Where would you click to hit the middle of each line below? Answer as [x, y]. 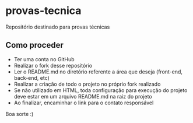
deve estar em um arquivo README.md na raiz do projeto [83, 96]
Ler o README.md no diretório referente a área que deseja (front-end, [98, 72]
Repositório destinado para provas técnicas [58, 27]
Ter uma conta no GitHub [44, 59]
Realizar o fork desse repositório [53, 65]
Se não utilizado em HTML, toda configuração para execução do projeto [101, 90]
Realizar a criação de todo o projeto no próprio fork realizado [87, 84]
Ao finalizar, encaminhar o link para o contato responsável [84, 103]
